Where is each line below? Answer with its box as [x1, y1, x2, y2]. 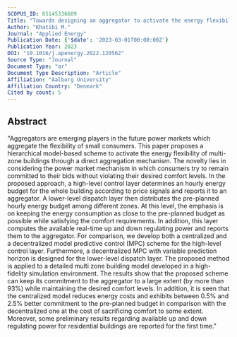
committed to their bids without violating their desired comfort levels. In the [7, 171, 226, 180]
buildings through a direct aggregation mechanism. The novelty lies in [23, 156, 226, 165]
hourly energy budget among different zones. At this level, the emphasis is [7, 201, 224, 210]
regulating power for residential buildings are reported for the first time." [7, 321, 217, 330]
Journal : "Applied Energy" [7, 30, 87, 37]
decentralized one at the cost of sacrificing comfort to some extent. [7, 307, 204, 315]
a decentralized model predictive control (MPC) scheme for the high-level [7, 239, 221, 247]
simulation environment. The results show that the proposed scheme [28, 269, 229, 278]
